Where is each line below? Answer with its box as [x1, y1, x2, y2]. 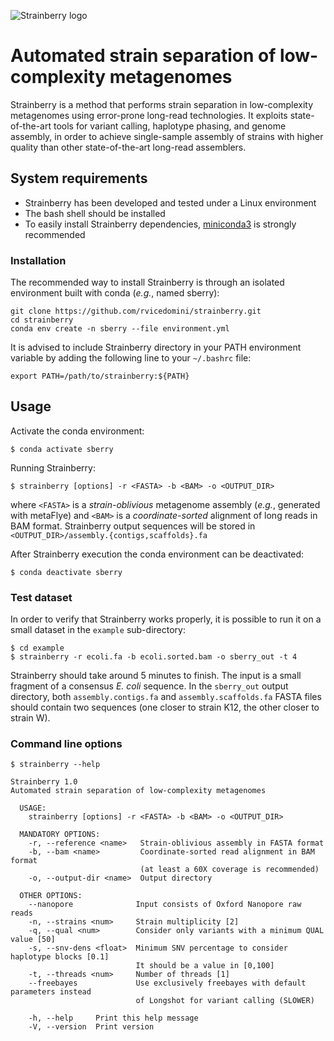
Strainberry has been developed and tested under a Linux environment [24, 196, 317, 209]
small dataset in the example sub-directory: [10, 624, 186, 636]
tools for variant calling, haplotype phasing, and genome [53, 120, 287, 132]
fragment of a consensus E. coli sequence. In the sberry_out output [10, 680, 289, 692]
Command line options [10, 737, 123, 751]
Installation [10, 253, 67, 267]
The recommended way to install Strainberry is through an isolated [10, 276, 285, 289]
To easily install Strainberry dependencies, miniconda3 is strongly [24, 218, 297, 230]
